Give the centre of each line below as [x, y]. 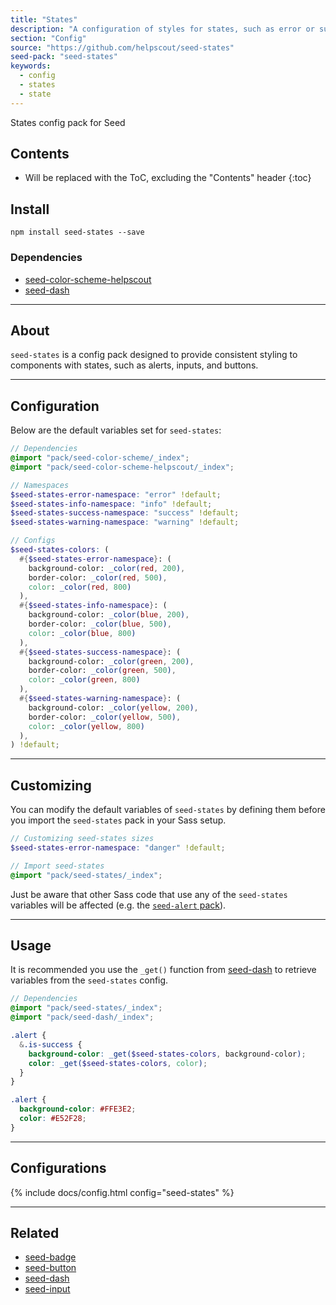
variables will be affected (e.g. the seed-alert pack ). [118, 905]
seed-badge [50, 1257]
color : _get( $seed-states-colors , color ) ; [118, 1063]
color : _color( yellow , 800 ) [86, 726]
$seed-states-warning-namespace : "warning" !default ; [125, 522]
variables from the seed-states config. [89, 980]
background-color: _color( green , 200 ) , [111, 661]
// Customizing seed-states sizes [82, 839]
